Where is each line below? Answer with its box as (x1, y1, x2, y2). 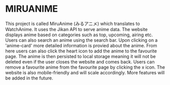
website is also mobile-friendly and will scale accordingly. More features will (5, 69, 165, 75)
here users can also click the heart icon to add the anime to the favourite (5, 48, 157, 54)
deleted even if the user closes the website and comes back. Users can (5, 59, 155, 65)
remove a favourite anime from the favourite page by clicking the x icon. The (5, 64, 165, 70)
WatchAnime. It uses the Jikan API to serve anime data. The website (5, 26, 148, 32)
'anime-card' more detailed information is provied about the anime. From (5, 42, 157, 48)
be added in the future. (5, 75, 53, 81)
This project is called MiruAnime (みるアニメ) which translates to (5, 20, 141, 26)
